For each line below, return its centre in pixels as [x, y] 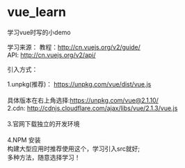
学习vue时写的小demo [39, 32]
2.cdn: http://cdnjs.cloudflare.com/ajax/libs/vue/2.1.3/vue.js [92, 108]
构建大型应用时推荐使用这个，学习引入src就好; [74, 148]
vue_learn [37, 12]
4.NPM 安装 [24, 139]
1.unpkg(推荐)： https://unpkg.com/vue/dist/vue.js [79, 84]
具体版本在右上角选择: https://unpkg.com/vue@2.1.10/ [83, 100]
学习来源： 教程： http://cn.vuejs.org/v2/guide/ [74, 47]
